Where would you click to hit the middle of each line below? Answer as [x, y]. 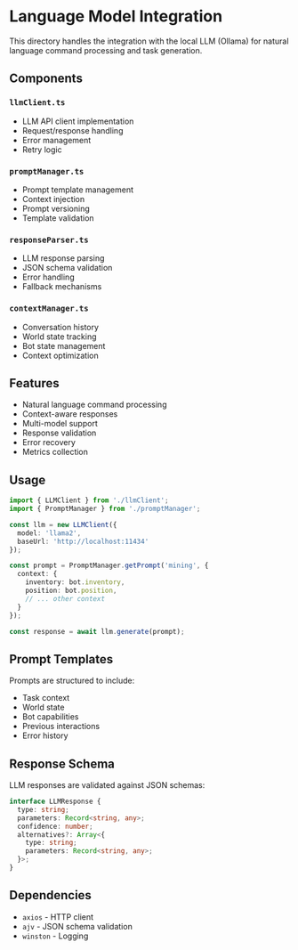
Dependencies [50, 895]
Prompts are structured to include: [72, 681]
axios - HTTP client [58, 917]
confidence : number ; [55, 826]
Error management [56, 140]
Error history [45, 735]
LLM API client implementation [78, 121]
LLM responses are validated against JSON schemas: [107, 785]
